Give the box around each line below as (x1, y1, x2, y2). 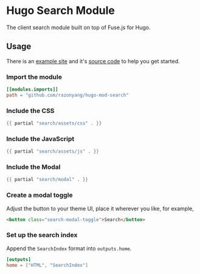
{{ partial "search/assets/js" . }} (6, 148, 99, 155)
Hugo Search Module (6, 4, 116, 18)
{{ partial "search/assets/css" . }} (6, 120, 102, 126)
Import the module (6, 72, 63, 81)
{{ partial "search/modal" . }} (6, 177, 88, 183)
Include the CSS (6, 106, 55, 115)
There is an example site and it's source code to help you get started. (6, 57, 181, 64)
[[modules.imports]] (6, 86, 59, 93)
